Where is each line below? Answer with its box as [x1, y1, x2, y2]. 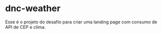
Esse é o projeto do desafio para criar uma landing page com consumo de [5, 19, 158, 25]
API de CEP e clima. [5, 24, 46, 30]
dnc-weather [5, 3, 61, 14]
